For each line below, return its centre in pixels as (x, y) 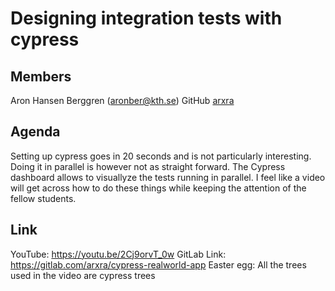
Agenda (35, 132)
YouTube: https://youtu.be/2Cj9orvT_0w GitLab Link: (118, 254)
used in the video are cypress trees (83, 275)
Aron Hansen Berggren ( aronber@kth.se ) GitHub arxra (122, 100)
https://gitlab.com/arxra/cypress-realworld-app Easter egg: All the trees (158, 264)
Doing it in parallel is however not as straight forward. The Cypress (148, 166)
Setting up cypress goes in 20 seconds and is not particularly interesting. (161, 156)
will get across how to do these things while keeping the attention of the (158, 188)
